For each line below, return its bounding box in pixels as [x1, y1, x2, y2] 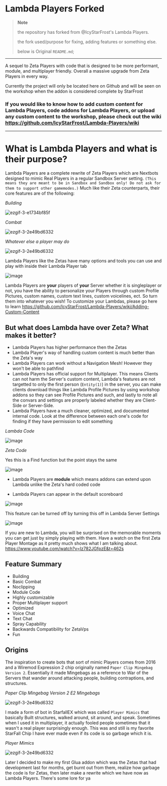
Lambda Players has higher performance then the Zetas [12, 344, 127, 350]
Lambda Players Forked [5, 3, 104, 14]
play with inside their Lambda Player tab [5, 263, 87, 269]
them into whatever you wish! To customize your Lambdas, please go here [5, 298, 158, 304]
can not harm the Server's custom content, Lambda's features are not [12, 376, 156, 382]
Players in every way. [5, 73, 49, 79]
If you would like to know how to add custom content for [5, 101, 143, 108]
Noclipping [12, 583, 35, 590]
